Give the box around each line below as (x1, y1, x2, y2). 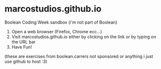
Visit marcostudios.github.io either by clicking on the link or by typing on (11, 34, 156, 40)
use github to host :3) (4, 58, 48, 64)
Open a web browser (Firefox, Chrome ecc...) (11, 28, 102, 34)
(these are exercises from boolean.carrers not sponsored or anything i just (4, 53, 153, 59)
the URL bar (11, 39, 36, 44)
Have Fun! (11, 44, 32, 50)
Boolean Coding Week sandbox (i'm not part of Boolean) (4, 19, 117, 25)
